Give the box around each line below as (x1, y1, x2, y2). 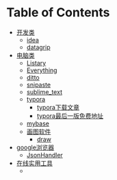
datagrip (26, 43, 51, 51)
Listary (26, 59, 47, 67)
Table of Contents (6, 5, 110, 20)
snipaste (26, 80, 51, 89)
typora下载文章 (36, 103, 80, 111)
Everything (26, 66, 57, 74)
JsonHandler (26, 151, 63, 159)
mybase (26, 119, 49, 127)
